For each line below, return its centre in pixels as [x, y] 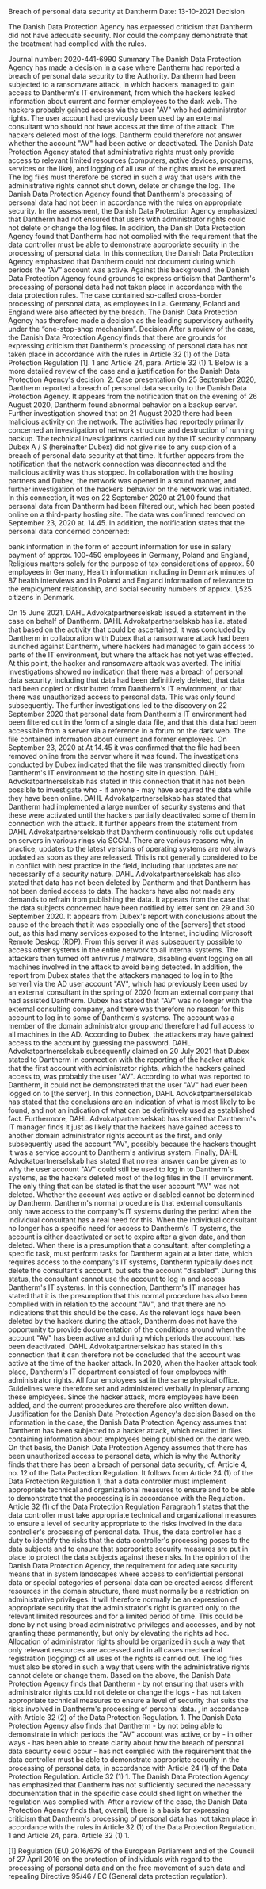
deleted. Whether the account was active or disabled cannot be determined [131, 1195]
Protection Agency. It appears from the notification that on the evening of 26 [133, 396]
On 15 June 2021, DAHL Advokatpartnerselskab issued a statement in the [127, 613]
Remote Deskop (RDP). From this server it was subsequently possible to [125, 941]
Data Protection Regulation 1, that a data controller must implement [117, 1481]
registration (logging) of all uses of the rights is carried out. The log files [125, 1658]
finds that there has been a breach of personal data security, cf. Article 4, [128, 1464]
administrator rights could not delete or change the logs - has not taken [125, 1692]
